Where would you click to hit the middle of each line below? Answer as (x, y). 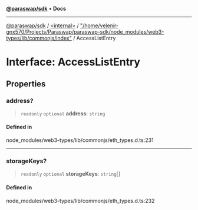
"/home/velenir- (99, 25)
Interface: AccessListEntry (73, 62)
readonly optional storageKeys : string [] (70, 174)
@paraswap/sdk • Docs (36, 9)
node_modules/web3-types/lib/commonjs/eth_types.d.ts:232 (80, 201)
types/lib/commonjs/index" (39, 38)
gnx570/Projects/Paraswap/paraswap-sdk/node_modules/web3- (85, 32)
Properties (26, 84)
